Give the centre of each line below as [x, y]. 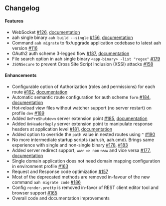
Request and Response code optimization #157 [60, 171]
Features [14, 21]
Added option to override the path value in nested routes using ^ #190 [83, 134]
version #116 [25, 48]
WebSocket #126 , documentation [46, 32]
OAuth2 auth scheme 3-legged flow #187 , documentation [71, 53]
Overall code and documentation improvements [61, 198]
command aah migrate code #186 [46, 182]
